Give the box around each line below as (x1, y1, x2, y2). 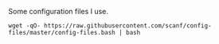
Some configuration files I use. (8, 7, 109, 16)
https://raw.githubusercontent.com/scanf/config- (43, 22, 213, 30)
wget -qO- (8, 22, 41, 30)
